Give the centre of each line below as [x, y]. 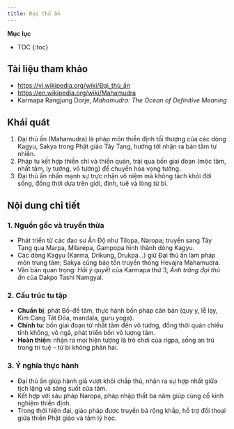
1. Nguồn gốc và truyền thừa [56, 225]
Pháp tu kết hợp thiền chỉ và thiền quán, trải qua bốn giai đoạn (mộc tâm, [122, 162]
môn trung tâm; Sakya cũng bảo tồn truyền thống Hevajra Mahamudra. [119, 263]
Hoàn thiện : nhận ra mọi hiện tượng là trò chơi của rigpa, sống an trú [116, 340]
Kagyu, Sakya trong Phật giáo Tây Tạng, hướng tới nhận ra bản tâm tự [117, 146]
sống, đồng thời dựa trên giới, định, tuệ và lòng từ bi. [93, 184]
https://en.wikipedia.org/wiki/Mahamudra [77, 93]
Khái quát [29, 122]
